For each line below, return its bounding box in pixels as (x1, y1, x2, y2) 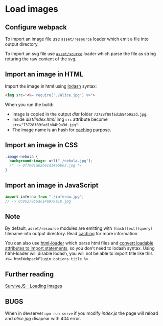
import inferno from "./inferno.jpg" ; (5, 194, 84, 199)
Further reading (5, 270, 54, 278)
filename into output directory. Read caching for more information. (5, 231, 139, 237)
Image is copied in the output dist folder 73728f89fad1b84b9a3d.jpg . (12, 111, 148, 117)
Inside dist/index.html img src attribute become (12, 116, 108, 122)
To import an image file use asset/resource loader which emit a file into (5, 36, 149, 42)
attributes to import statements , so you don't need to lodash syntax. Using (5, 245, 155, 251)
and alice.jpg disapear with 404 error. (5, 316, 81, 321)
